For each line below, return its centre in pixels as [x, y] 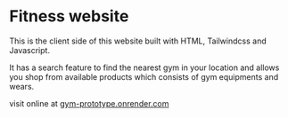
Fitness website [69, 16]
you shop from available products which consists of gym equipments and [144, 76]
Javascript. [30, 50]
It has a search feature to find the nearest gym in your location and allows [144, 67]
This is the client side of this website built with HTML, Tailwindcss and [138, 41]
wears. [22, 86]
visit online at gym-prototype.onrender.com [89, 103]
